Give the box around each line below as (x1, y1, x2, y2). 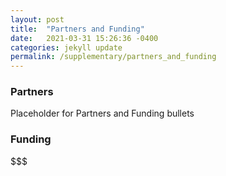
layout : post (10, 14, 65, 25)
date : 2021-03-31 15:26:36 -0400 (10, 33, 159, 43)
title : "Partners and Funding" (10, 24, 145, 34)
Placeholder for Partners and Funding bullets (10, 107, 195, 120)
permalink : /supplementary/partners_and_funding (10, 52, 217, 62)
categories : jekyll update (10, 42, 123, 53)
